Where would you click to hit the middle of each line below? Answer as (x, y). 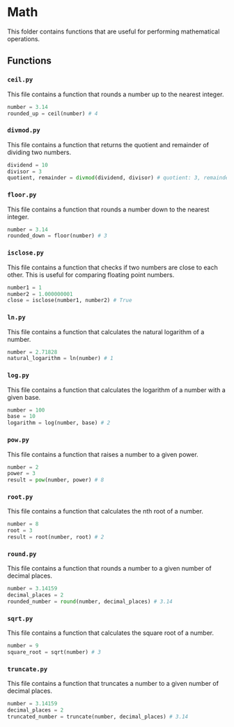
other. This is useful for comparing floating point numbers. (91, 275)
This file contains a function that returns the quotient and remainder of (108, 144)
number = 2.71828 (32, 352)
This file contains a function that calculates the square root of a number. (111, 633)
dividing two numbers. (39, 152)
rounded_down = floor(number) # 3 (57, 236)
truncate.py (28, 669)
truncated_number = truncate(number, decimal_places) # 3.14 (98, 717)
